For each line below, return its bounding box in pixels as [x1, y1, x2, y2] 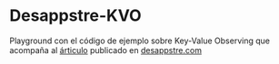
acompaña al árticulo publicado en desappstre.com [9, 44, 203, 55]
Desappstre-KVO [9, 5, 143, 26]
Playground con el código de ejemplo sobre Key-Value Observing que [9, 35, 271, 46]
